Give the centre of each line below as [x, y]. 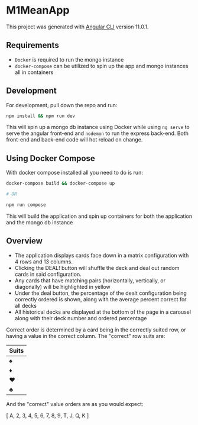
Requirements [33, 45]
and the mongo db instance [40, 222]
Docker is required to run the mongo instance [69, 59]
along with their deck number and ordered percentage [81, 318]
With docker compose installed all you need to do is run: [74, 173]
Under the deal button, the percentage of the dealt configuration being [101, 293]
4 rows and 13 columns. [43, 262]
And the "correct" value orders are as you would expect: [75, 404]
